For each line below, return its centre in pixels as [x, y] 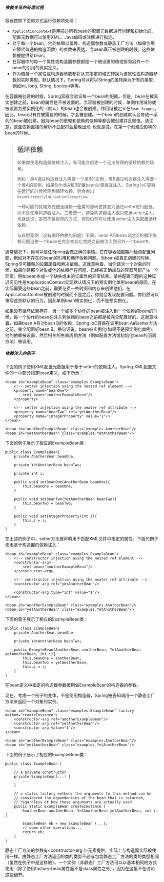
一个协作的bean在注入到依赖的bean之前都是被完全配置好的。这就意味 [88, 317]
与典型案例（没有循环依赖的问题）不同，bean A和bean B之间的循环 [85, 235]
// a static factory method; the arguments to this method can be [83, 793]
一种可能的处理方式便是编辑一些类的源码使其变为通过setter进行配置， [87, 206]
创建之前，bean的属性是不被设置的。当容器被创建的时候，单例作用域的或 [83, 102]
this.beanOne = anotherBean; [52, 658]
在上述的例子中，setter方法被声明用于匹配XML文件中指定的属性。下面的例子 [82, 539]
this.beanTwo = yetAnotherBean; [56, 662]
